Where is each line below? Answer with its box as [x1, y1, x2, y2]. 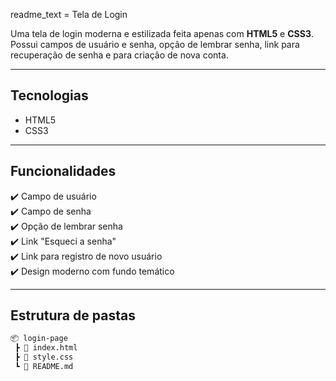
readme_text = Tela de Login [10, 9, 128, 20]
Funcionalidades [10, 163, 117, 180]
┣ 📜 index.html [14, 343, 78, 353]
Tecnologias [10, 87, 89, 104]
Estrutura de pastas [10, 307, 136, 324]
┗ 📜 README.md [14, 362, 74, 372]
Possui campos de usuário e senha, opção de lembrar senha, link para [10, 39, 300, 50]
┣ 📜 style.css [14, 352, 74, 363]
